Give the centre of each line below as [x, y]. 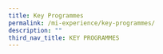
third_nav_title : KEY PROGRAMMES [64, 38]
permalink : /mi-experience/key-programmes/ [82, 23]
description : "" [35, 30]
